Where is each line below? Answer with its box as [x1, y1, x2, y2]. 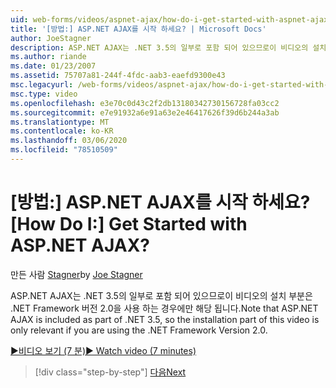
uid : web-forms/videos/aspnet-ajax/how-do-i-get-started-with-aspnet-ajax [10, 14, 329, 25]
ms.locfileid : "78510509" [10, 145, 118, 155]
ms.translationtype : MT [10, 117, 110, 127]
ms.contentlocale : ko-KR [10, 126, 114, 136]
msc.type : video [10, 89, 78, 99]
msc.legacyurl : [10, 80, 74, 90]
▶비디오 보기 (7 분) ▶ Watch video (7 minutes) [10, 344, 197, 356]
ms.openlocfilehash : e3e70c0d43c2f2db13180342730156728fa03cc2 [10, 98, 280, 108]
